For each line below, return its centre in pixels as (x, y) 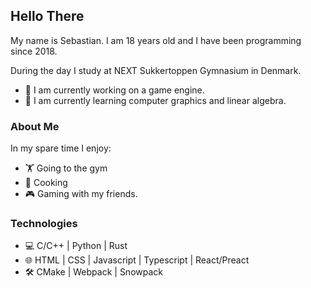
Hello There (47, 16)
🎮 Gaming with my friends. (81, 194)
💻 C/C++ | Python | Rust (76, 246)
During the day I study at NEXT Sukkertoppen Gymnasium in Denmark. (156, 70)
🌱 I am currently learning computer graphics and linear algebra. (155, 100)
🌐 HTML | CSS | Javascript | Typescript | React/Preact (137, 260)
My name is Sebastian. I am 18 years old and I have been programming (156, 40)
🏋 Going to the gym (66, 168)
